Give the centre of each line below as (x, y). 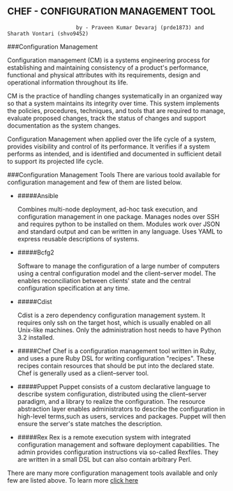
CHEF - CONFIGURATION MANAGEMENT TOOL (112, 12)
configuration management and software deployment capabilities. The (118, 444)
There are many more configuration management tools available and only (113, 473)
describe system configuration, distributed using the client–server (112, 394)
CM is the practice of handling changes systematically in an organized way (115, 96)
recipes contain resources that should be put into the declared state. (116, 365)
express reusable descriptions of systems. (78, 239)
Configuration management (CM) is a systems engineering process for (109, 60)
